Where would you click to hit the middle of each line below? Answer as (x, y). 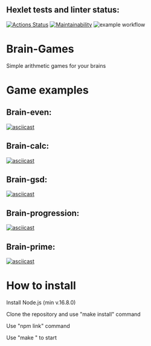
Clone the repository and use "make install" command (73, 314)
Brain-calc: (28, 146)
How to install (41, 286)
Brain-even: (29, 112)
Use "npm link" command (38, 325)
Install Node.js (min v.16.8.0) (41, 302)
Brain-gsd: (27, 179)
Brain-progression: (43, 213)
